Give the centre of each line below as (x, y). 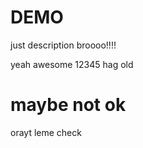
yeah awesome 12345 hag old (72, 64)
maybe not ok (68, 105)
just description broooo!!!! (63, 45)
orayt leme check (46, 132)
